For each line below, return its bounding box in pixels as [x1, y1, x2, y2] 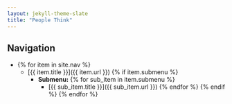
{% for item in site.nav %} [17, 60, 91, 69]
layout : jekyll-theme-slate [7, 10, 89, 17]
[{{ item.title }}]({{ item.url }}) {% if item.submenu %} [27, 68, 179, 76]
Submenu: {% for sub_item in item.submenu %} [37, 76, 175, 84]
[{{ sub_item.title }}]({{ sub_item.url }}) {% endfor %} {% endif [48, 83, 225, 91]
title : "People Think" [7, 17, 73, 24]
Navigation [7, 42, 55, 54]
